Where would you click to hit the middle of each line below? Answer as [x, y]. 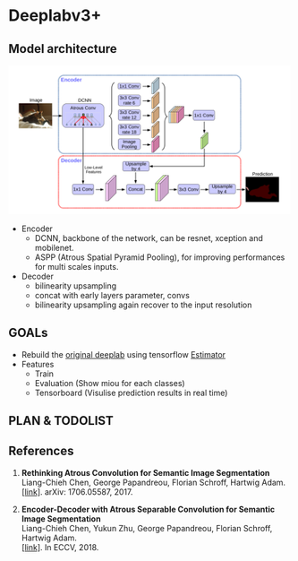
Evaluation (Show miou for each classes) [110, 383]
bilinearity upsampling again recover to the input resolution [143, 305]
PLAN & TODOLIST [61, 421]
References [41, 451]
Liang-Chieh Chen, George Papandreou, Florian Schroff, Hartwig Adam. [153, 482]
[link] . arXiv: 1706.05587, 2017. [77, 492]
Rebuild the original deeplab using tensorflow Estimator [123, 354]
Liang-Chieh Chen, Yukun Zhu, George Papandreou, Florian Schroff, [147, 528]
